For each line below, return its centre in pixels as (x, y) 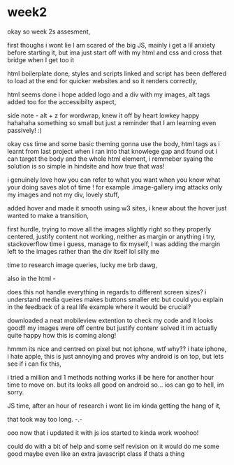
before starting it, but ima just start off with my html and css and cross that (115, 52)
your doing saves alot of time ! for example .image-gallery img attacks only (115, 187)
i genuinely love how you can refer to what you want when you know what (114, 180)
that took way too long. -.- (45, 419)
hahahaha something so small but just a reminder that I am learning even (112, 122)
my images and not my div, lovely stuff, (64, 194)
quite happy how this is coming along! (62, 335)
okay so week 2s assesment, (49, 31)
